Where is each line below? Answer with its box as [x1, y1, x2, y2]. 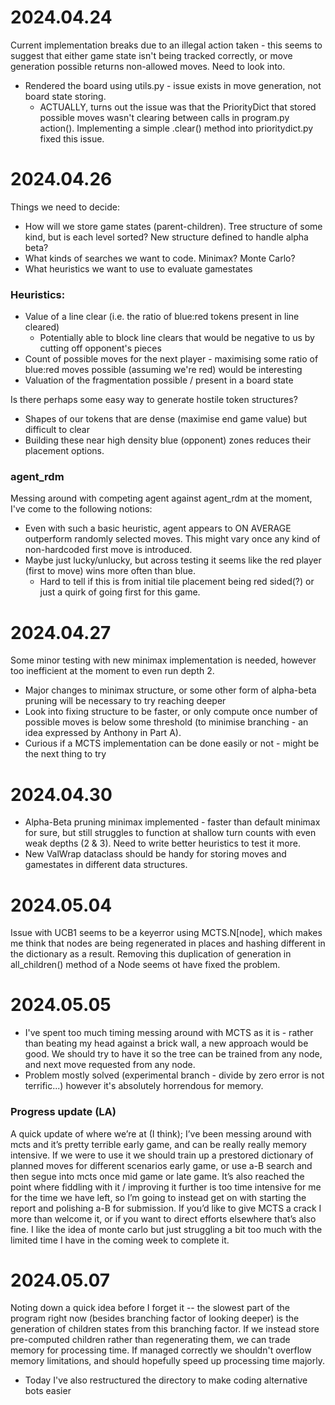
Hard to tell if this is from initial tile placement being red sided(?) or [39, 576, 315, 588]
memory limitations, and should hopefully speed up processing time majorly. [10, 1355, 325, 1367]
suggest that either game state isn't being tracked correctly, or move [10, 49, 293, 61]
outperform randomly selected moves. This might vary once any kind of [24, 533, 321, 545]
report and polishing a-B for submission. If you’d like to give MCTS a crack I [10, 1202, 322, 1214]
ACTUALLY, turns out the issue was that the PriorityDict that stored [39, 101, 317, 113]
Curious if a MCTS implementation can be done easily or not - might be [24, 737, 320, 750]
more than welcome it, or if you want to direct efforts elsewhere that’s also [10, 1212, 317, 1225]
